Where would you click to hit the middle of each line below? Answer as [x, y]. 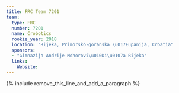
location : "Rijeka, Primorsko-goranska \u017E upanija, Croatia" [92, 45]
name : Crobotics [31, 34]
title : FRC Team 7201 [33, 12]
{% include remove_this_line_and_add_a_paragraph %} [73, 84]
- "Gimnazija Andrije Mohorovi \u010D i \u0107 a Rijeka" [79, 56]
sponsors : [23, 50]
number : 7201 [28, 28]
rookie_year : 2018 [34, 39]
